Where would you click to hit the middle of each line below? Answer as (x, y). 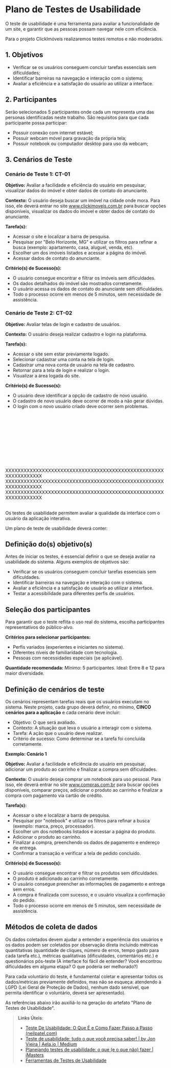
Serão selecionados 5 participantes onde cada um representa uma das (80, 112)
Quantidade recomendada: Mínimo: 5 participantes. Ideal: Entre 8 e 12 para (85, 668)
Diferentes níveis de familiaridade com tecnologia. (65, 653)
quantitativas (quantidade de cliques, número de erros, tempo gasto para (82, 950)
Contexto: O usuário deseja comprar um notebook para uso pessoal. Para (83, 779)
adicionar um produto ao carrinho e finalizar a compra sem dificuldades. (81, 769)
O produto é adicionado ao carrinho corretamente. (66, 878)
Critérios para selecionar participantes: (48, 637)
